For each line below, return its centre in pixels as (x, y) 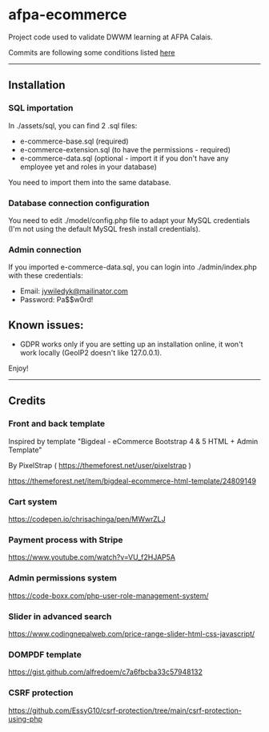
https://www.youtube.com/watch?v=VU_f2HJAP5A (92, 557)
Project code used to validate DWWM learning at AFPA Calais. (111, 37)
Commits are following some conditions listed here (92, 52)
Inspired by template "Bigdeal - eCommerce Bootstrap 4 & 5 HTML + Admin (133, 441)
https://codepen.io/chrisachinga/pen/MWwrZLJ (87, 520)
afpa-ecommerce (68, 15)
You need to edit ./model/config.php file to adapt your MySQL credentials (129, 220)
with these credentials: (46, 276)
